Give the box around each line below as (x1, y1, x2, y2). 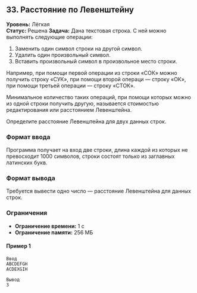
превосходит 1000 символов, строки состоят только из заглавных (6, 152, 175, 160)
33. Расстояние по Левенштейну (6, 5, 134, 15)
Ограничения (6, 209, 48, 217)
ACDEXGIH (6, 266, 28, 272)
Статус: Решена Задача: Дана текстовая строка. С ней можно (6, 27, 167, 34)
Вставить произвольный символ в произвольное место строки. (14, 57, 177, 65)
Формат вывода (6, 174, 55, 182)
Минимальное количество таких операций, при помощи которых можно (6, 93, 192, 100)
